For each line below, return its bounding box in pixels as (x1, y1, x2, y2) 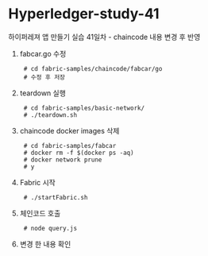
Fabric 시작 (19, 177, 56, 187)
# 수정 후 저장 (23, 73, 66, 81)
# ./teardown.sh (23, 111, 78, 119)
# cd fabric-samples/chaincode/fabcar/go (23, 64, 163, 72)
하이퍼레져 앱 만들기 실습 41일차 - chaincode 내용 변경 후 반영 (8, 32, 201, 41)
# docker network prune (23, 156, 102, 164)
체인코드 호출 (19, 208, 61, 218)
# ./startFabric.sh (23, 193, 88, 201)
